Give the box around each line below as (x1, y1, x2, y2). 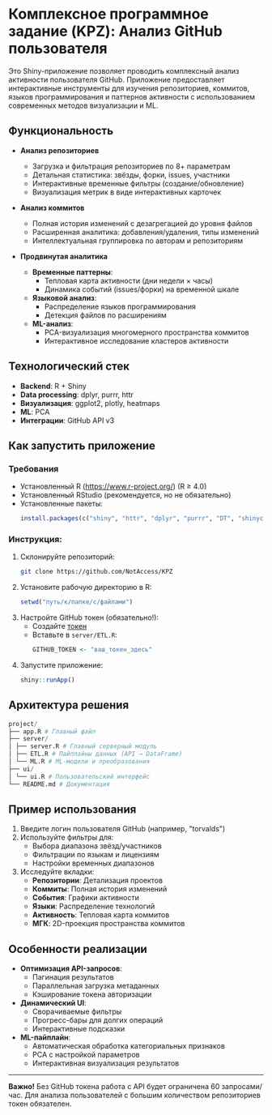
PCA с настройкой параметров (32, 1050, 140, 1060)
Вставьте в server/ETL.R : (32, 630, 117, 640)
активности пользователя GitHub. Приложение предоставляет (8, 75, 225, 84)
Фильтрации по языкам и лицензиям (32, 850, 159, 860)
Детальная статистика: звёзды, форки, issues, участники (32, 169, 231, 179)
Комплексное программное (8, 5, 209, 23)
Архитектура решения (8, 698, 130, 712)
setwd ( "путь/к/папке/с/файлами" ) (19, 598, 134, 606)
